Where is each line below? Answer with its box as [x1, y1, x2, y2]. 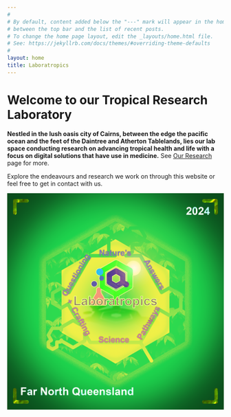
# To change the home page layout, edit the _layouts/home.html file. [7, 33, 214, 40]
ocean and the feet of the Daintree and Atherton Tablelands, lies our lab [7, 137, 215, 145]
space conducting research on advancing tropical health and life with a [7, 144, 214, 153]
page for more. [7, 159, 49, 167]
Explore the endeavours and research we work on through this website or [7, 172, 215, 180]
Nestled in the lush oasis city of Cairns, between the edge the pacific [7, 129, 208, 137]
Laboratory [7, 106, 72, 122]
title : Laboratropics [7, 62, 69, 69]
